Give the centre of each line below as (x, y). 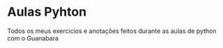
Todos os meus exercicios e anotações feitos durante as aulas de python (112, 31)
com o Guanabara (33, 38)
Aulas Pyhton (47, 12)
